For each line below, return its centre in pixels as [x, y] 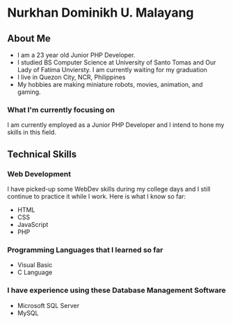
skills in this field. [32, 133]
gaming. [29, 92]
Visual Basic [35, 265]
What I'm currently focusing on [61, 110]
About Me [29, 39]
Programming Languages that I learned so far [85, 250]
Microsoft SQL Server [48, 305]
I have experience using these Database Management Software [116, 291]
